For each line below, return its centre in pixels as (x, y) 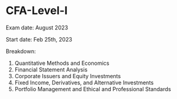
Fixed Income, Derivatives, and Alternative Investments (84, 82)
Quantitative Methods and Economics (62, 63)
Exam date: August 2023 (37, 28)
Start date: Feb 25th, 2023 (39, 39)
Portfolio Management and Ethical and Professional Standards (93, 89)
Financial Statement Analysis (51, 69)
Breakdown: (21, 51)
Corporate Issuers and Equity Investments (68, 76)
